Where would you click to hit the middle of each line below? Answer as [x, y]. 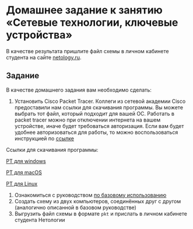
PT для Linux [22, 183]
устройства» [39, 35]
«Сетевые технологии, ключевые [92, 22]
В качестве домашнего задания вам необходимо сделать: [79, 90]
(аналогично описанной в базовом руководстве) [76, 207]
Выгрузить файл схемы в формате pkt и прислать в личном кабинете [101, 213]
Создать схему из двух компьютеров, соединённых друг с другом [98, 201]
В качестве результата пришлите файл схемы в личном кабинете [87, 51]
